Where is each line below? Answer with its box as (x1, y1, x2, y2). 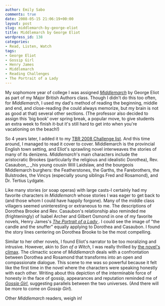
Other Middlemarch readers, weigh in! (5, 295, 82, 301)
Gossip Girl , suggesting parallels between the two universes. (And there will (5, 280, 159, 286)
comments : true (5, 12, 36, 17)
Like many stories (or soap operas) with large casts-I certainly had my (5, 187, 147, 193)
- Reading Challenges (5, 71, 50, 76)
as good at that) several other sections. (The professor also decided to (5, 110, 149, 116)
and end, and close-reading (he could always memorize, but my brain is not (5, 105, 159, 111)
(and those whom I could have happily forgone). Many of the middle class (5, 198, 155, 204)
